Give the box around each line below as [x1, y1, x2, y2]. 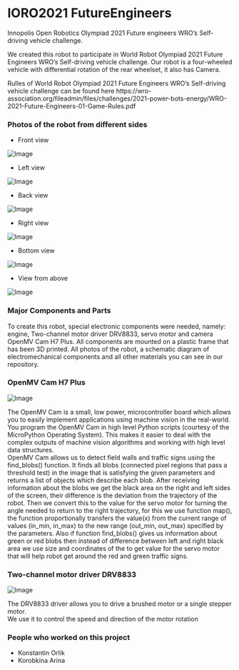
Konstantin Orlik [17, 649, 66, 657]
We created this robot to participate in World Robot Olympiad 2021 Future [7, 50, 223, 59]
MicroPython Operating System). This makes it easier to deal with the [7, 430, 212, 439]
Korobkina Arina [17, 656, 66, 665]
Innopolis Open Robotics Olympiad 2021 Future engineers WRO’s [7, 29, 198, 37]
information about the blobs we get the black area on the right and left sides [7, 483, 230, 492]
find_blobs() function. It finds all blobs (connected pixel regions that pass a [7, 460, 228, 469]
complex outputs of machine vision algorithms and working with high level [7, 437, 225, 447]
